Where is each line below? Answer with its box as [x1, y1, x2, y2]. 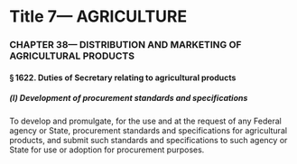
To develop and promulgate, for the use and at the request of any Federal [9, 115, 282, 126]
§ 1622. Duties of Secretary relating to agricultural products [9, 72, 237, 83]
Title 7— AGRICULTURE [9, 6, 188, 27]
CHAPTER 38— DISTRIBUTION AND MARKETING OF [9, 39, 242, 51]
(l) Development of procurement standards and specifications [9, 93, 248, 104]
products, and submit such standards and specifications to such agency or [9, 134, 288, 145]
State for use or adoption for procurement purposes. [9, 144, 205, 155]
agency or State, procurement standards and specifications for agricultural [9, 124, 287, 136]
